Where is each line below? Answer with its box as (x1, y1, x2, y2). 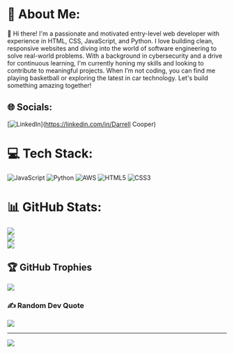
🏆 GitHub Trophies (7, 261, 93, 274)
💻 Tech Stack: (7, 146, 93, 161)
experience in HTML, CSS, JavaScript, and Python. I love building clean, (7, 36, 214, 45)
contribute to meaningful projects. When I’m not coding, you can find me (7, 66, 216, 75)
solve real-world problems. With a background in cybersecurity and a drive (7, 52, 223, 60)
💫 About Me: (7, 6, 81, 22)
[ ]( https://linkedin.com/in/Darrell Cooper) (7, 120, 157, 128)
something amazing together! (7, 81, 92, 89)
